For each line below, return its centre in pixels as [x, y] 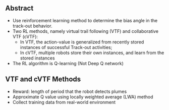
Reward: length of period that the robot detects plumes [70, 91]
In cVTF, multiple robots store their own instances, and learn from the [92, 52]
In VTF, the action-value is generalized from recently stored [82, 42]
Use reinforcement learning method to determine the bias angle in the [85, 20]
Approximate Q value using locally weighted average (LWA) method [83, 97]
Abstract [19, 8]
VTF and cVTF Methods [43, 79]
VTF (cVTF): [25, 36]
